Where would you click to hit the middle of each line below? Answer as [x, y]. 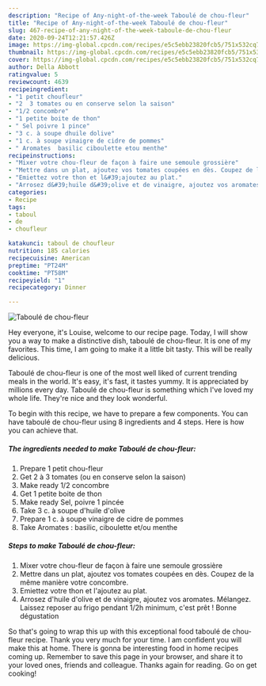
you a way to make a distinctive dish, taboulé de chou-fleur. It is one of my [129, 341]
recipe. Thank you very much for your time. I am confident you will [133, 640]
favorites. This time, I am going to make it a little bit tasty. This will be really [130, 349]
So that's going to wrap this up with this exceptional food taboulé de [120, 631]
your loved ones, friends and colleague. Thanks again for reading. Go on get [133, 665]
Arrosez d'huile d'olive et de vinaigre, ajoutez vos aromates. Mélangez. [135, 600]
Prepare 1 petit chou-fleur [61, 469]
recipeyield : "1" [37, 280]
